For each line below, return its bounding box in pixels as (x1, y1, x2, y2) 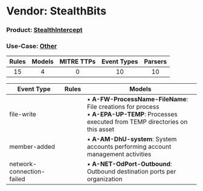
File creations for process (86, 102, 159, 111)
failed (9, 175, 25, 183)
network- (9, 160, 37, 168)
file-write (9, 110, 36, 119)
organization (86, 175, 123, 183)
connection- (9, 168, 45, 176)
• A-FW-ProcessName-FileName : (86, 95, 188, 104)
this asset (86, 125, 115, 134)
